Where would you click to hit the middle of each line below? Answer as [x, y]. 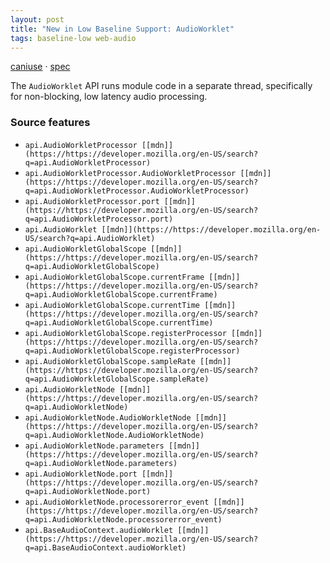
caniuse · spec [40, 67]
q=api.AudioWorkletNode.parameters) [101, 463]
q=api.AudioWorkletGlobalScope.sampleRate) [117, 379]
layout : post [37, 19]
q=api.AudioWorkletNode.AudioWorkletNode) [114, 435]
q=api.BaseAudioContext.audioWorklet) [105, 547]
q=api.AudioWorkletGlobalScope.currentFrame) [121, 294]
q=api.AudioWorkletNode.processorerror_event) [123, 519]
